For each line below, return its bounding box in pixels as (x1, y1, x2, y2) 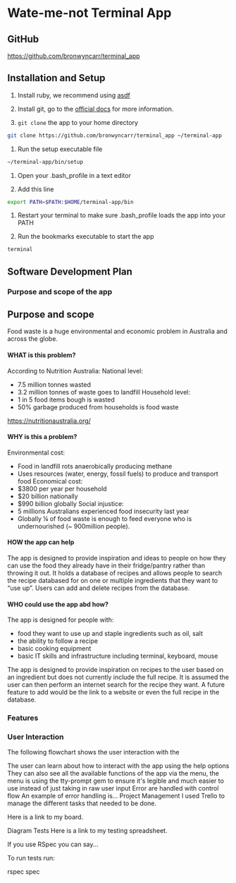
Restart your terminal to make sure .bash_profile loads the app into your (17, 211, 226, 220)
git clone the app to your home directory (17, 118, 139, 126)
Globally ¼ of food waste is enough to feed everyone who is (17, 514, 192, 523)
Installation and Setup (7, 72, 106, 84)
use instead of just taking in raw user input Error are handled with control (7, 784, 219, 793)
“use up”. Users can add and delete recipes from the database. (7, 584, 190, 592)
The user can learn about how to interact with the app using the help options (7, 762, 230, 770)
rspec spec (7, 867, 40, 876)
